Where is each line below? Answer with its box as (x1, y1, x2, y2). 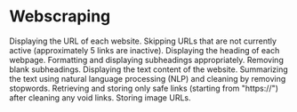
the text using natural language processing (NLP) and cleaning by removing (9, 73, 286, 84)
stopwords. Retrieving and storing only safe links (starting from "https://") (9, 83, 278, 93)
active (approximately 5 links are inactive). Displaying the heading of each (9, 44, 280, 55)
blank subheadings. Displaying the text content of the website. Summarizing (9, 64, 289, 75)
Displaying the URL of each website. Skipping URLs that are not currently (9, 36, 277, 46)
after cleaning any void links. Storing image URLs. (9, 92, 191, 103)
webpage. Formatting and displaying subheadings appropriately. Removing (9, 54, 285, 65)
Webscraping (9, 6, 111, 27)
